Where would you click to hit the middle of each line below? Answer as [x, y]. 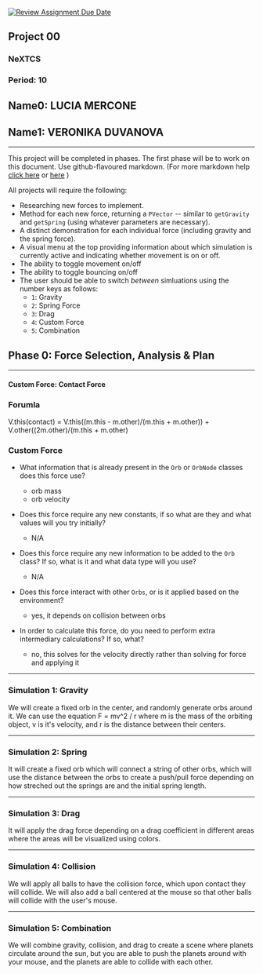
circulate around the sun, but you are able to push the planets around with [127, 953]
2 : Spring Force [56, 305]
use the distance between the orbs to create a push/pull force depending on [131, 778]
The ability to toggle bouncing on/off [79, 272]
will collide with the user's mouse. [63, 900]
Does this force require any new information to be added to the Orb [127, 553]
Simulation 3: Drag [44, 813]
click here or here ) [39, 175]
